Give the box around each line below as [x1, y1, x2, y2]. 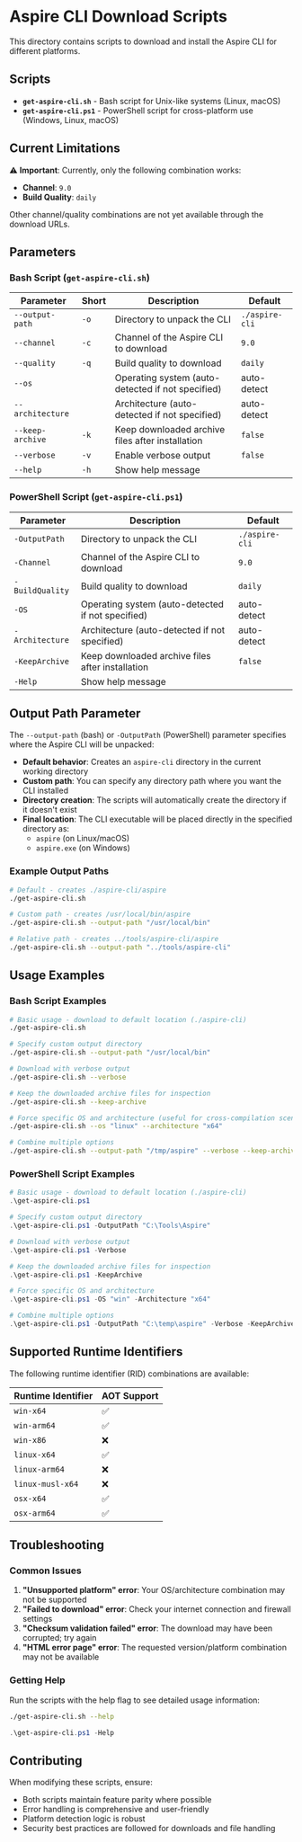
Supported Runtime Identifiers [9, 1344, 183, 1359]
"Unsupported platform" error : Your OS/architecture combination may [22, 1585, 286, 1596]
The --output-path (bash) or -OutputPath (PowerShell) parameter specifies [9, 730, 287, 741]
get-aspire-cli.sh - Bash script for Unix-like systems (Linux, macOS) [22, 95, 281, 106]
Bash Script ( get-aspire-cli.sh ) [9, 271, 150, 284]
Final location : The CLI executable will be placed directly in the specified [22, 814, 293, 824]
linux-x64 [13, 1449, 56, 1460]
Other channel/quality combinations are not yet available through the [9, 209, 263, 219]
